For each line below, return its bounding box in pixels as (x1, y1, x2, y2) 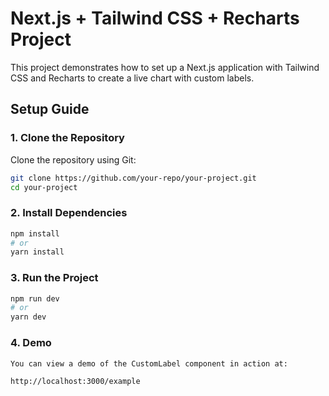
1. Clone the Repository (10, 131, 125, 145)
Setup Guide (10, 101, 90, 118)
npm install (10, 228, 60, 239)
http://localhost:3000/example (10, 377, 141, 387)
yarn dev (10, 312, 47, 322)
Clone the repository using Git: (10, 153, 137, 166)
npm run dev (10, 293, 60, 304)
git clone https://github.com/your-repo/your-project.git (10, 173, 257, 183)
